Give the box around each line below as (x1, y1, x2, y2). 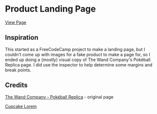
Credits (5, 81, 28, 89)
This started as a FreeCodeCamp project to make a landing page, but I (5, 46, 145, 52)
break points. (5, 67, 31, 73)
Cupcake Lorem (5, 103, 37, 109)
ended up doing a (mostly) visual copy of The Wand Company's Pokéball (5, 57, 151, 63)
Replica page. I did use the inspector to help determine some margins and (5, 62, 153, 67)
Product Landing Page (5, 3, 96, 15)
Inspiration (5, 33, 39, 42)
